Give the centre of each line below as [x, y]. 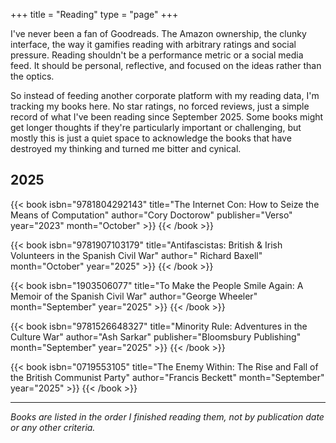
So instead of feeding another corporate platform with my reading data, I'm [165, 95]
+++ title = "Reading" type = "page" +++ [94, 14]
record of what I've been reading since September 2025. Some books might [167, 117]
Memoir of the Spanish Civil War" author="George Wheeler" [134, 296]
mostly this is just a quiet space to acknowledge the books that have [151, 138]
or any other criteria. [53, 427]
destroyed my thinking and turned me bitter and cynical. [126, 148]
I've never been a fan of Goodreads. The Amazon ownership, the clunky [158, 33]
